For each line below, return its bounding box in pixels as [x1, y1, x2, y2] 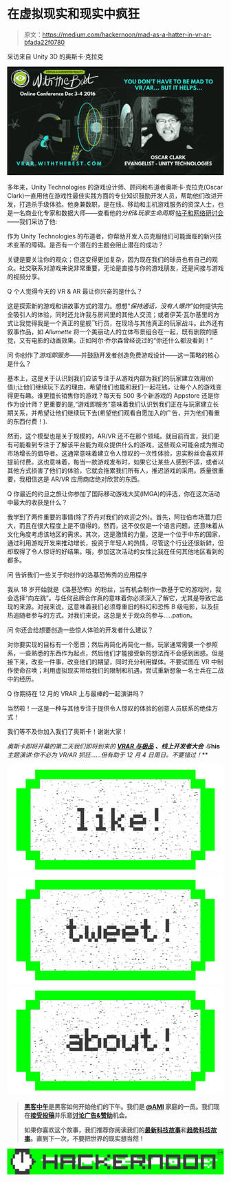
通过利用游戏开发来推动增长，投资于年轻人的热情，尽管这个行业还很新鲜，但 [7, 538, 224, 547]
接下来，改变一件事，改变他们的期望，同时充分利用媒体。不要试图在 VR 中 [7, 658, 218, 666]
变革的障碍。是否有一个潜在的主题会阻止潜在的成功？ [12, 241, 164, 249]
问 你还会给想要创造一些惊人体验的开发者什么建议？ [7, 625, 153, 634]
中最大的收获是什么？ [7, 498, 67, 507]
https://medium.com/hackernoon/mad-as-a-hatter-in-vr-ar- [42, 30, 212, 39]
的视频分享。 [7, 272, 43, 281]
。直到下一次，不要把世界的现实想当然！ [30, 1134, 145, 1143]
